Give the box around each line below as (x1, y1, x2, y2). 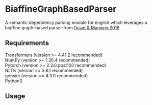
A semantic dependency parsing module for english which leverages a (5, 20, 148, 25)
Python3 (5, 78, 23, 84)
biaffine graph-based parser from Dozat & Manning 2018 (5, 24, 120, 30)
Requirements (5, 39, 49, 47)
